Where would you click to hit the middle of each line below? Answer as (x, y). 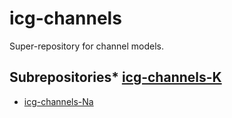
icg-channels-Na (58, 101)
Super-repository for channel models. (86, 46)
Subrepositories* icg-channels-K (115, 77)
